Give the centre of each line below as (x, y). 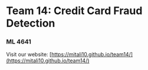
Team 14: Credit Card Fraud (74, 11)
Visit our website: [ (29, 55)
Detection (31, 23)
